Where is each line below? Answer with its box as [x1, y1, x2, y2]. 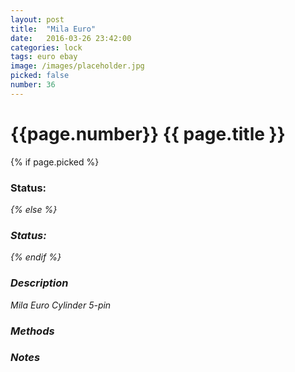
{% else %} [10, 203, 58, 215]
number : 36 [10, 80, 56, 90]
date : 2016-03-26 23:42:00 [10, 33, 132, 43]
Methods [10, 324, 55, 338]
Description [10, 276, 69, 290]
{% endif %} [10, 251, 62, 263]
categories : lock [10, 42, 83, 53]
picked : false [10, 71, 70, 81]
